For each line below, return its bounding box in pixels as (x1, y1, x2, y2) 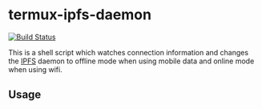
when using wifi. (8, 64, 62, 74)
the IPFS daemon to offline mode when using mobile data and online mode (8, 56, 255, 66)
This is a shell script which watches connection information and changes (8, 47, 249, 57)
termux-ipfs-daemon (8, 6, 152, 24)
